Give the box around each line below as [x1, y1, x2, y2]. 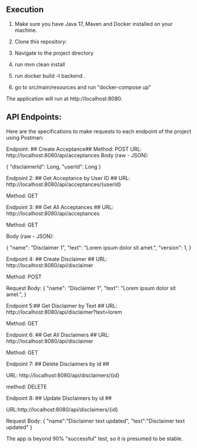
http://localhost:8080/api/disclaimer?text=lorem [6, 308, 122, 316]
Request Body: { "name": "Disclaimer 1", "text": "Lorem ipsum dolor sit [6, 284, 176, 291]
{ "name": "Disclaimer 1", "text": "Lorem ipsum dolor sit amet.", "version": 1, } [6, 244, 192, 251]
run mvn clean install [14, 61, 65, 68]
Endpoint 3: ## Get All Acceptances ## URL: [6, 203, 113, 211]
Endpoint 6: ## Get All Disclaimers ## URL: [6, 331, 110, 338]
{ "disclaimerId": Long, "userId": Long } [6, 163, 101, 170]
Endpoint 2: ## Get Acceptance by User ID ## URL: [6, 174, 131, 181]
